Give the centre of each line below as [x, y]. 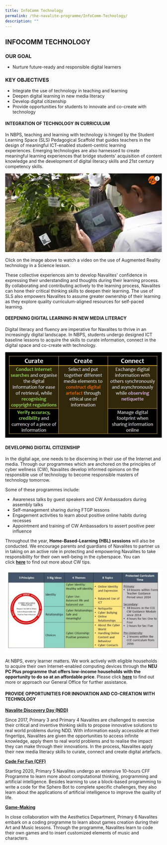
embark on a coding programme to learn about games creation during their [82, 822]
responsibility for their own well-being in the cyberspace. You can [73, 557]
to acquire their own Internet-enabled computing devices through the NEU [81, 666]
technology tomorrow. [28, 480]
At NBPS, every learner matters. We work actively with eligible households [81, 661]
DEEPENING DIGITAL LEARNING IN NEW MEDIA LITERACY [66, 318]
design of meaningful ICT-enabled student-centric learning [66, 145]
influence [22, 531]
